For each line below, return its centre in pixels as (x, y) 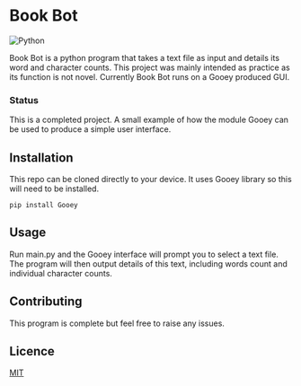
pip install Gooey (44, 206)
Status (24, 100)
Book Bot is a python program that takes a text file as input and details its (145, 57)
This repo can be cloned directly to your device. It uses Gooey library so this (150, 180)
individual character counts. (61, 273)
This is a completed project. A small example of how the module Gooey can (149, 120)
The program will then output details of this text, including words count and (148, 263)
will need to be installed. (54, 189)
